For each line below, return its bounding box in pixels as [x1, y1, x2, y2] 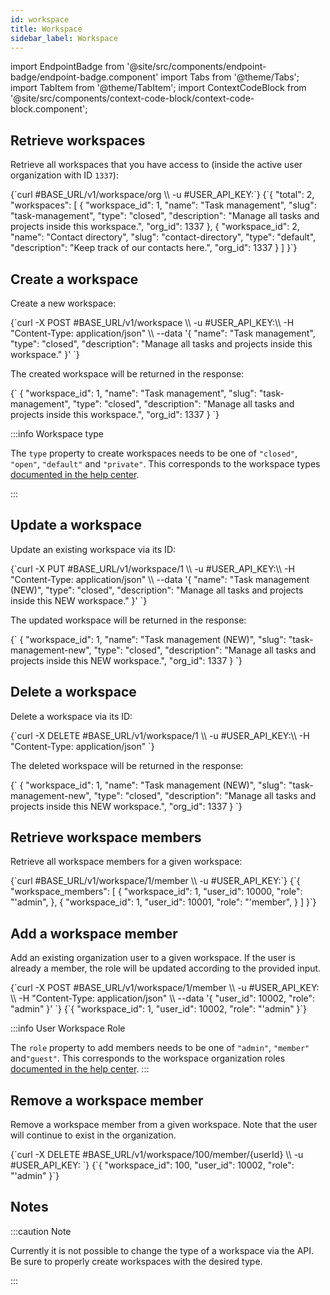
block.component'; [10, 103, 88, 115]
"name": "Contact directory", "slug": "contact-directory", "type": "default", [10, 231, 317, 243]
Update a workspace [10, 517, 142, 534]
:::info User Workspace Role [10, 1022, 126, 1035]
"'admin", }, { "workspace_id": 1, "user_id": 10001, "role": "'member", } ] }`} [10, 896, 317, 908]
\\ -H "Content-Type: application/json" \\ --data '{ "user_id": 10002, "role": [10, 992, 315, 1005]
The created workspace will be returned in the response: [10, 368, 245, 380]
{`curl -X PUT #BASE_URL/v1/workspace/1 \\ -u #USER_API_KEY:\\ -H [10, 562, 295, 575]
